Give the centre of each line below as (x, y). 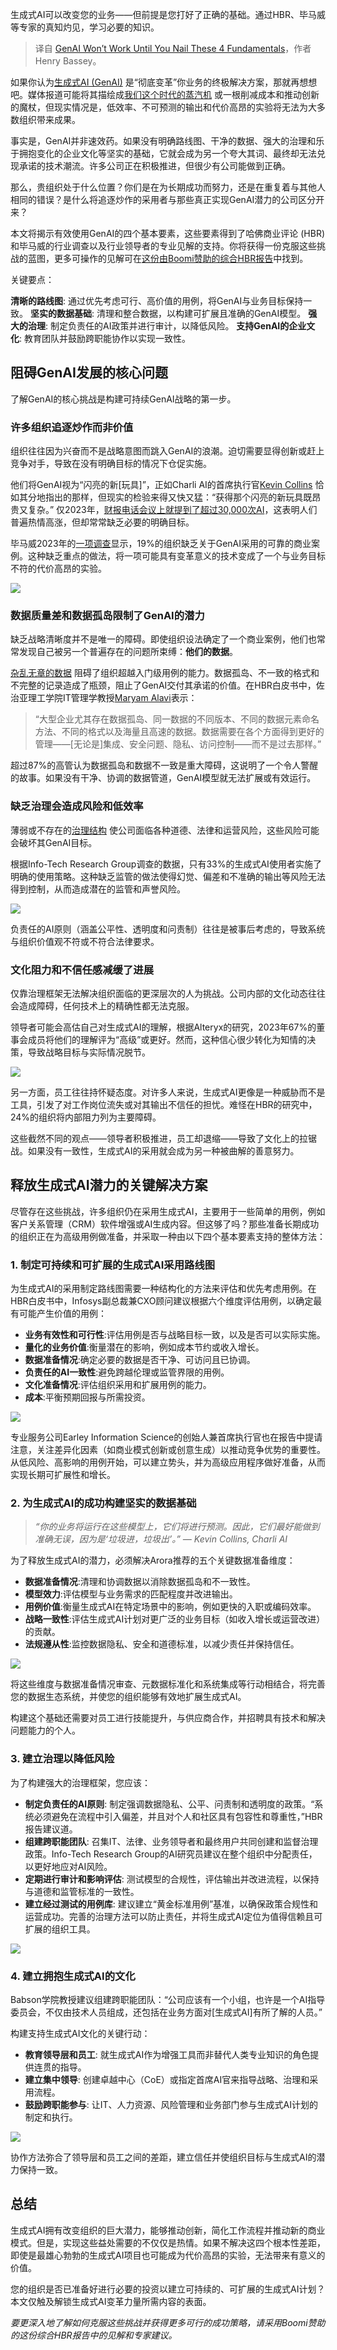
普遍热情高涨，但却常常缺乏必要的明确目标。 (102, 522)
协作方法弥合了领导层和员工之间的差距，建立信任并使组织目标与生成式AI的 (163, 2157)
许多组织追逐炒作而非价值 (72, 427)
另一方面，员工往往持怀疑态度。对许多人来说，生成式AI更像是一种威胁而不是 (168, 1092)
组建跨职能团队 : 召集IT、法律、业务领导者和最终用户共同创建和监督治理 (171, 1841)
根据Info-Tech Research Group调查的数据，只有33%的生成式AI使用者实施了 (166, 864)
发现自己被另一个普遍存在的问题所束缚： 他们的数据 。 (128, 652)
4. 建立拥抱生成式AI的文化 (73, 1976)
